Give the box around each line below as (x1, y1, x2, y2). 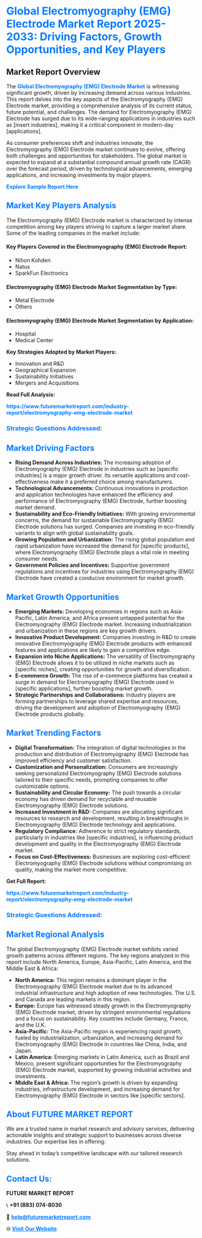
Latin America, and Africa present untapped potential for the (35, 614, 185, 621)
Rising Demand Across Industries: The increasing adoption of (14, 459, 171, 466)
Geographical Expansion (14, 366, 77, 374)
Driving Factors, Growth (39, 30, 162, 43)
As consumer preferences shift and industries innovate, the (6, 139, 154, 146)
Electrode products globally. (14, 710, 86, 718)
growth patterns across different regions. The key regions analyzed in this (6, 952, 190, 959)
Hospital (14, 330, 36, 337)
